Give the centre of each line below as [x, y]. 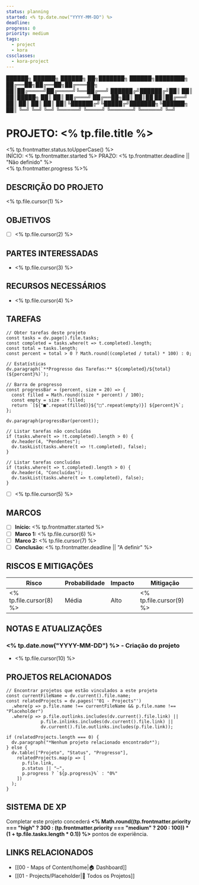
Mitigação [165, 583]
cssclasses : [21, 56]
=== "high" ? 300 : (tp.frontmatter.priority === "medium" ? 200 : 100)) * [97, 828]
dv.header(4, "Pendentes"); [46, 442]
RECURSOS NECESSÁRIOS [56, 286]
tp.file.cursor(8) [31, 600]
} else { [17, 748]
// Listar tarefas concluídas [44, 462]
